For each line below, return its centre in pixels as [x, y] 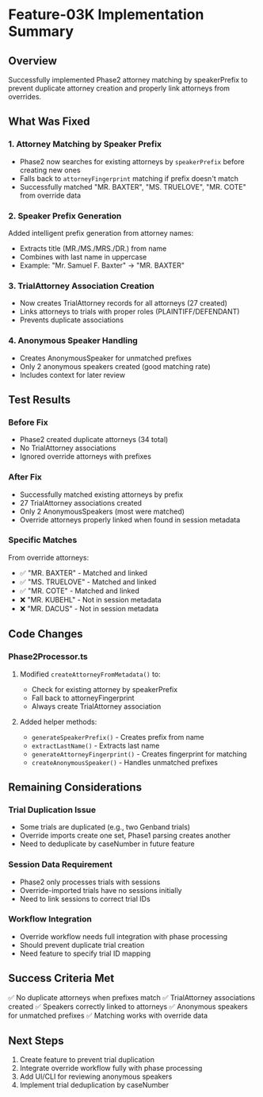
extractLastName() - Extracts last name [95, 745]
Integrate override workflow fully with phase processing [111, 1068]
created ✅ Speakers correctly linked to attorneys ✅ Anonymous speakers [128, 1007]
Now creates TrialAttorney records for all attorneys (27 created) [124, 303]
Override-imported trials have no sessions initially [101, 890]
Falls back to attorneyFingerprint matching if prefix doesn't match [129, 178]
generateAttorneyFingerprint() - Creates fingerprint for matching [139, 754]
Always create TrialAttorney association [96, 706]
